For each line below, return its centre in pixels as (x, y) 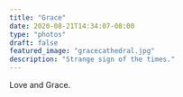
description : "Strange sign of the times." (92, 59)
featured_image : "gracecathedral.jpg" (82, 51)
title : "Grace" (38, 18)
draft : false (34, 43)
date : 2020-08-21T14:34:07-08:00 (72, 26)
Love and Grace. (40, 85)
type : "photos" (38, 34)
